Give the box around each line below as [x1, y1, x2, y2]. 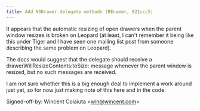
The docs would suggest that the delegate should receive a [6, 55, 152, 63]
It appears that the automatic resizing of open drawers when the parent [6, 25, 182, 32]
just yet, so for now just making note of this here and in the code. [6, 86, 166, 93]
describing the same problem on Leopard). [6, 44, 112, 51]
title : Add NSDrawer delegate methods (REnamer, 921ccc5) [6, 8, 153, 15]
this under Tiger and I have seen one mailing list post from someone [6, 38, 174, 45]
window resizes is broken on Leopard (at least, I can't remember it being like [6, 31, 194, 39]
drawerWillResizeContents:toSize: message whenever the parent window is [6, 62, 192, 69]
